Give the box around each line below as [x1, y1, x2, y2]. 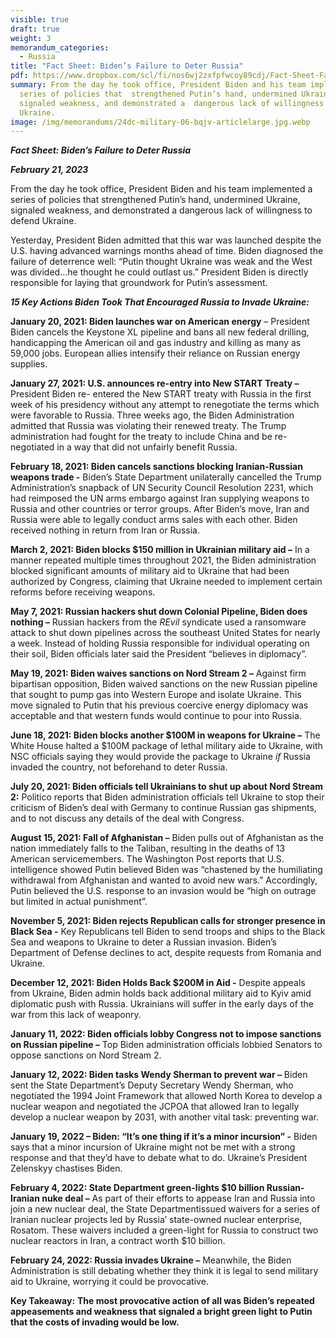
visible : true [10, 14, 70, 25]
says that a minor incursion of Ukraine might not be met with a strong [10, 1141, 296, 1153]
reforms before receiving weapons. [10, 586, 156, 598]
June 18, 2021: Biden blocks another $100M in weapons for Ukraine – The [10, 729, 321, 741]
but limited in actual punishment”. [10, 896, 148, 908]
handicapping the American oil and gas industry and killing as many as [10, 337, 302, 349]
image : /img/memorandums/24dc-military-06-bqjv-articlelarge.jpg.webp [10, 117, 311, 127]
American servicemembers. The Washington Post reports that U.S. [10, 853, 285, 865]
